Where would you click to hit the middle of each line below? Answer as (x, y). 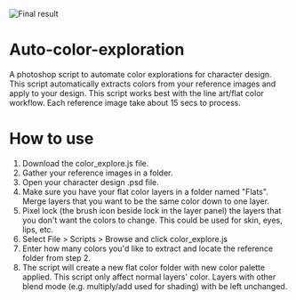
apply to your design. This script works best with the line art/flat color (137, 93)
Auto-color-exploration (97, 50)
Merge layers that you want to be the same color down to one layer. (145, 201)
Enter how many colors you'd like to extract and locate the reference (148, 248)
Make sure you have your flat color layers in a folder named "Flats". (145, 191)
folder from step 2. (56, 257)
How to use (52, 139)
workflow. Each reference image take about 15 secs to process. (125, 102)
